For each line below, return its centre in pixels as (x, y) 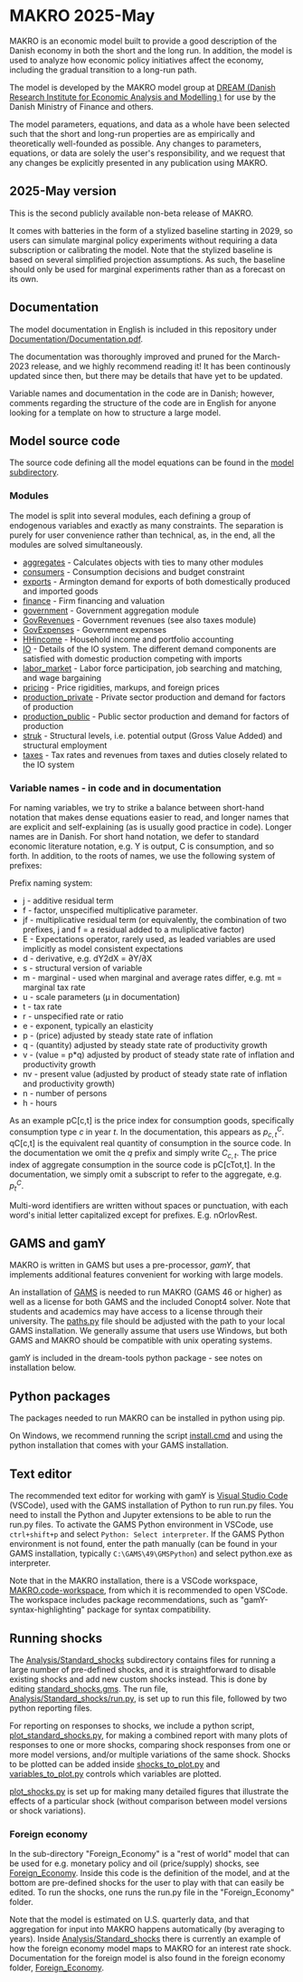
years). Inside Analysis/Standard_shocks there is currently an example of (145, 1939)
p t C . (17, 1186)
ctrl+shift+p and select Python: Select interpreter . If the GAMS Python (147, 1534)
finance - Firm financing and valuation (94, 600)
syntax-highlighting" (47, 1609)
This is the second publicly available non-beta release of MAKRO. (132, 213)
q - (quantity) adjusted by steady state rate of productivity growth (145, 1044)
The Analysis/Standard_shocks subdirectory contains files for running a (142, 1659)
